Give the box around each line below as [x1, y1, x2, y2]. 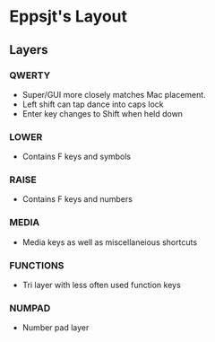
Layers [9, 42, 48, 57]
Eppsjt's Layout [9, 6, 128, 27]
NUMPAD [9, 302, 51, 314]
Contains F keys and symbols [21, 151, 132, 162]
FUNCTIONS [9, 259, 64, 271]
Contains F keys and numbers [21, 194, 133, 205]
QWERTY [9, 69, 51, 82]
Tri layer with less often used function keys [21, 280, 181, 291]
